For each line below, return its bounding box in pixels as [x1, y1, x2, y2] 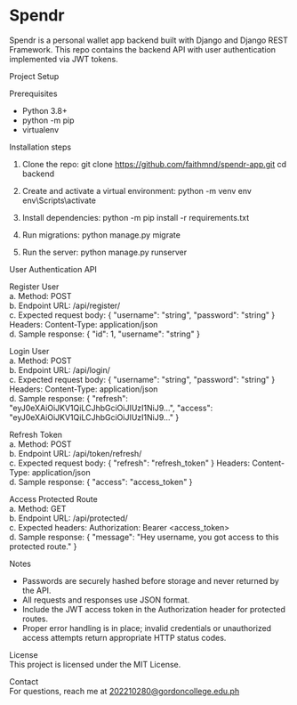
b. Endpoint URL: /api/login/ [9, 364, 111, 375]
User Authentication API [9, 263, 98, 274]
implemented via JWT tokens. [9, 53, 118, 64]
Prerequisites [9, 88, 58, 99]
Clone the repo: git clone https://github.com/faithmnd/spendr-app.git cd [21, 158, 287, 169]
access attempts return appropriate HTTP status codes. [21, 632, 227, 643]
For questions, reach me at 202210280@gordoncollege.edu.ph [9, 685, 240, 696]
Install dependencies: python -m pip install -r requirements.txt [21, 212, 250, 223]
